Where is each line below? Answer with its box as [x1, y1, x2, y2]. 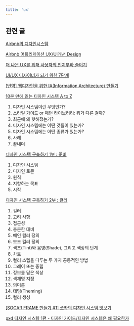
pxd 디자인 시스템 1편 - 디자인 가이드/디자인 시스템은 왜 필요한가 [5, 315, 129, 322]
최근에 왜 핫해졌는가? [12, 116, 54, 122]
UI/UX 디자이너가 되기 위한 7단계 [5, 72, 69, 78]
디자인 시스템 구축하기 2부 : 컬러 [5, 197, 68, 203]
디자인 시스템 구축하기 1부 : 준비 [5, 151, 67, 157]
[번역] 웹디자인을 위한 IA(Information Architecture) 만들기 [5, 83, 119, 89]
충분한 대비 [12, 226, 35, 233]
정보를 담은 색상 [12, 270, 44, 276]
